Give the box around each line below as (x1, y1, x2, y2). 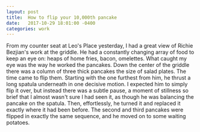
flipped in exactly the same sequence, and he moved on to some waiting (6, 113, 186, 120)
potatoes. (6, 119, 30, 127)
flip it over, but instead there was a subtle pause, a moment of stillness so (6, 87, 189, 94)
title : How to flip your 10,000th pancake (6, 14, 117, 20)
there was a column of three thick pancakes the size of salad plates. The (6, 68, 187, 75)
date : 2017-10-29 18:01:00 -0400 (6, 20, 96, 26)
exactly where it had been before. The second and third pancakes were (6, 106, 184, 113)
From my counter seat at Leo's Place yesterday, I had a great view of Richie (6, 42, 193, 49)
